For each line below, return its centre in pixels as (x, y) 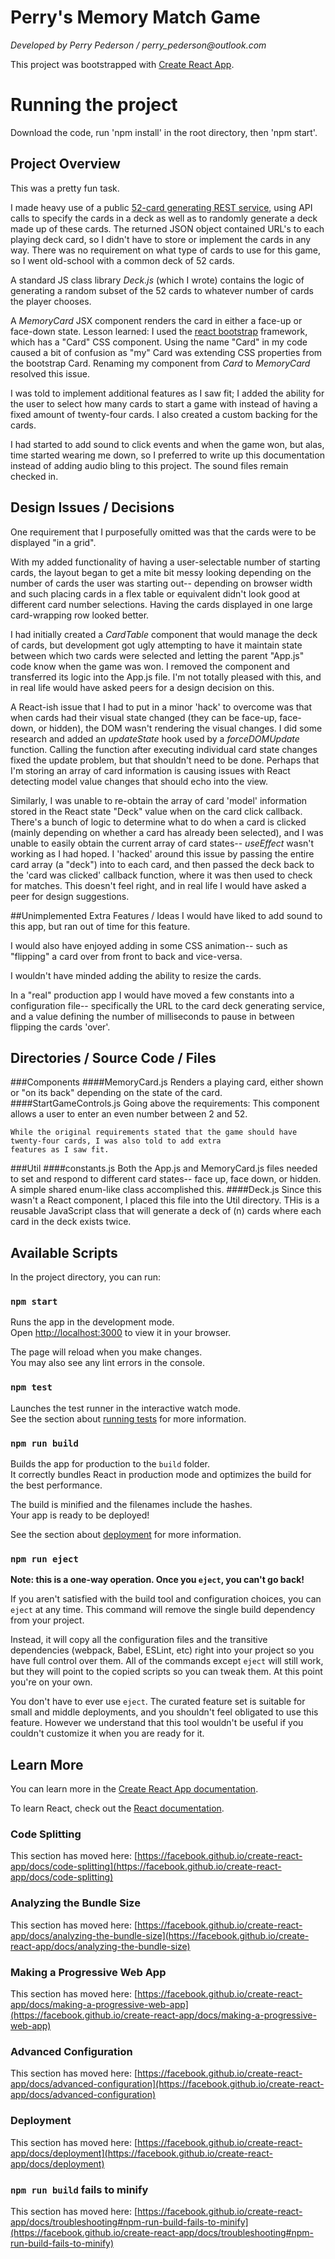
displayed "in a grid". (53, 542)
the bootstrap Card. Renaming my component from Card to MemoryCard (160, 363)
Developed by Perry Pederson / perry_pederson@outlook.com (138, 45)
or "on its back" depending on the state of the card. (116, 1093)
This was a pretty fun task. (65, 188)
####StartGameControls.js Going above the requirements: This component (165, 1103)
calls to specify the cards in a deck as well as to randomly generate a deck (164, 218)
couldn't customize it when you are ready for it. (107, 1733)
